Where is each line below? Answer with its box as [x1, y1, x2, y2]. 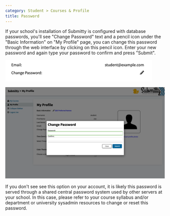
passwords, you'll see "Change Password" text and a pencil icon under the [5, 33, 161, 40]
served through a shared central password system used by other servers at [5, 189, 163, 195]
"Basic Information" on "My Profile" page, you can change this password [5, 39, 157, 45]
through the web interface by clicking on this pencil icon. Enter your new [5, 44, 157, 50]
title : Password [5, 13, 39, 19]
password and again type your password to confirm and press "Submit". [5, 50, 156, 56]
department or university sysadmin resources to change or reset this [5, 199, 148, 205]
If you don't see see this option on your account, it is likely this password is [5, 183, 162, 190]
